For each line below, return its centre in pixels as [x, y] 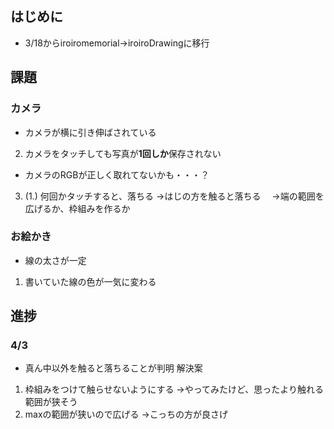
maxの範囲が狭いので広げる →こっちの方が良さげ [126, 414]
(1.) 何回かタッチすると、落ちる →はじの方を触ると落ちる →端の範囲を [174, 196]
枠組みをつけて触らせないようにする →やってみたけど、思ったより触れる [174, 389]
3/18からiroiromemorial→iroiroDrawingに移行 [117, 43]
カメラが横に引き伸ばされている [90, 132]
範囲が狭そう [51, 402]
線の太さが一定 [55, 260]
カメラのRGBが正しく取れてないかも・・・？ [117, 174]
